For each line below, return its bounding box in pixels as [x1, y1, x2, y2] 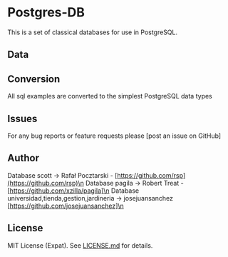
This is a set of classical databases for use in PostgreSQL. [7, 28, 178, 36]
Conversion [7, 73, 61, 85]
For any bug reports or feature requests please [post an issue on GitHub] [7, 131, 222, 140]
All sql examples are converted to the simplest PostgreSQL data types [7, 92, 212, 101]
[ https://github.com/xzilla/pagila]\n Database [7, 186, 140, 195]
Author [7, 152, 39, 164]
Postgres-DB [7, 4, 85, 21]
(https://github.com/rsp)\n [7, 178, 84, 187]
